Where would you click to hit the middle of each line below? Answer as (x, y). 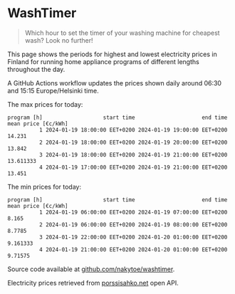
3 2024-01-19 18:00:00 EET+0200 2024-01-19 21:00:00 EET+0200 (133, 154)
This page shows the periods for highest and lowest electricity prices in (112, 54)
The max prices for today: (45, 104)
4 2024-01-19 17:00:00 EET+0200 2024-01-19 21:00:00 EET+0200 (133, 167)
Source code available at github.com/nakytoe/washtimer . (91, 269)
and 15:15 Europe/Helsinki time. (53, 90)
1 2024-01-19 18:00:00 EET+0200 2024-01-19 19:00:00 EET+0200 (133, 130)
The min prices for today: (45, 187)
